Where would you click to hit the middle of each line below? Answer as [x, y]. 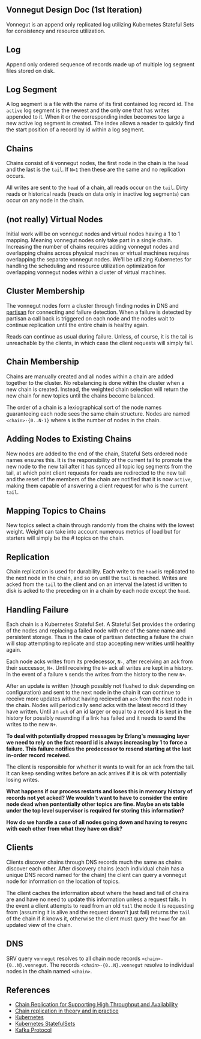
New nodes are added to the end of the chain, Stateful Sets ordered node [97, 454]
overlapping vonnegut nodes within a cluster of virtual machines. [86, 272]
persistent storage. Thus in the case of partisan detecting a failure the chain [100, 637]
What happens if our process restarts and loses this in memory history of [100, 791]
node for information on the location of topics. [63, 881]
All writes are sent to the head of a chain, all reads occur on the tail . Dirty [97, 188]
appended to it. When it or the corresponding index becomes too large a [95, 117]
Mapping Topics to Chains [56, 510]
